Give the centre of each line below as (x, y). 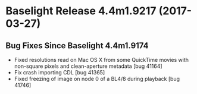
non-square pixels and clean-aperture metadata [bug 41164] (88, 66)
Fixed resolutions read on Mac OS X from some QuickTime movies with (101, 60)
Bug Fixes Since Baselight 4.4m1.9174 (77, 46)
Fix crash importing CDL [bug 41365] (60, 72)
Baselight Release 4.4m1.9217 (81, 11)
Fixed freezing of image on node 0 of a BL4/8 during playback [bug (97, 79)
